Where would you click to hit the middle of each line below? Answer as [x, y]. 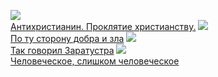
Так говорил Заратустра [62, 50]
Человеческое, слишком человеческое [95, 61]
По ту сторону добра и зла [67, 38]
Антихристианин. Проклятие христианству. [103, 26]
